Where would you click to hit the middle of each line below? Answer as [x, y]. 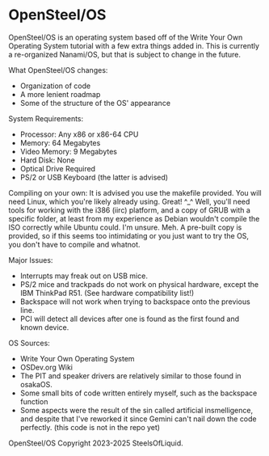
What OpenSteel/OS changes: [58, 70]
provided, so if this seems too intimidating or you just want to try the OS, [128, 235]
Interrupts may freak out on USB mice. [84, 276]
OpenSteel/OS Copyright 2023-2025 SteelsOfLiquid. [96, 443]
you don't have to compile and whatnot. [74, 244]
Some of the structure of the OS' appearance [95, 103]
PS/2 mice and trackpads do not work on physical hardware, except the [139, 284]
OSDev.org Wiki [46, 367]
